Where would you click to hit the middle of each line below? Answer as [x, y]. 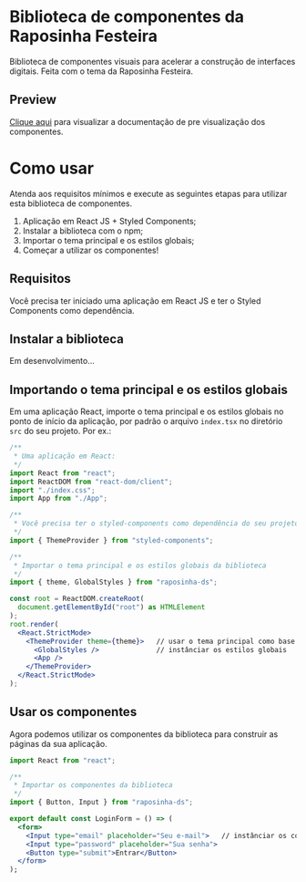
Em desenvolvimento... [52, 361]
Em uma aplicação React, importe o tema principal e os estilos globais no [147, 411]
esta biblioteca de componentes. [71, 203]
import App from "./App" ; [58, 499]
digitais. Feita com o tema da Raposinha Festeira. [102, 71]
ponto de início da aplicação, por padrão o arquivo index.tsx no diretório [146, 421]
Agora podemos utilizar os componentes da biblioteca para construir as [144, 734]
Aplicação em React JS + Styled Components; [109, 221]
